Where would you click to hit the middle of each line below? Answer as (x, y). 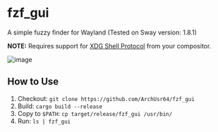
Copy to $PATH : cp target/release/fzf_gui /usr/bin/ (95, 113)
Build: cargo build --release (60, 106)
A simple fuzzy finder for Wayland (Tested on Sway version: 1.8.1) (102, 32)
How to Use (33, 82)
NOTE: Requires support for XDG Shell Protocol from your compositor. (109, 46)
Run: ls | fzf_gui (44, 121)
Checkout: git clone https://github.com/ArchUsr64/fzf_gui (106, 98)
